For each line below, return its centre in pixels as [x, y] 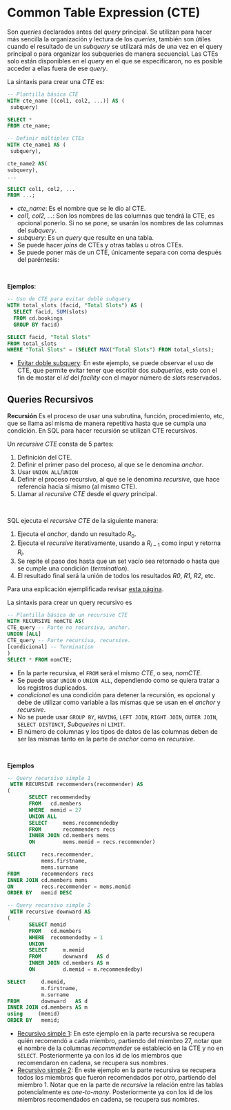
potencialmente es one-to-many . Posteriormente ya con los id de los [115, 1092]
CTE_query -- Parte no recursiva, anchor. [69, 628]
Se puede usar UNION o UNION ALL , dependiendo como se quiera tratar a [118, 680]
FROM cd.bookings [38, 318]
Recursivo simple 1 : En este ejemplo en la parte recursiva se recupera [116, 1034]
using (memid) [33, 1014]
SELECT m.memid [57, 950]
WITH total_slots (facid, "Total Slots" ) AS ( [75, 306]
